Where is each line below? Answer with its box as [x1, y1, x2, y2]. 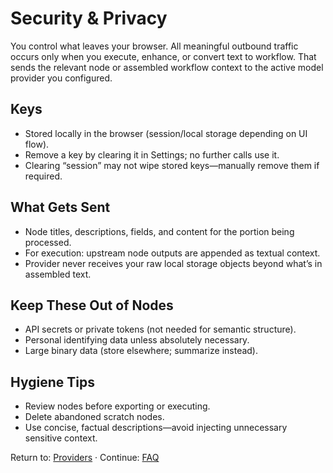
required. [24, 170, 63, 182]
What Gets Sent [10, 199, 111, 216]
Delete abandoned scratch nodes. [24, 411, 165, 423]
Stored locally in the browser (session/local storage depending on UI [24, 127, 308, 139]
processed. [24, 236, 72, 248]
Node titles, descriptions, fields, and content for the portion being [24, 225, 295, 237]
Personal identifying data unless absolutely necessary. [24, 334, 250, 346]
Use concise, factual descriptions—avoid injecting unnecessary [24, 422, 288, 434]
